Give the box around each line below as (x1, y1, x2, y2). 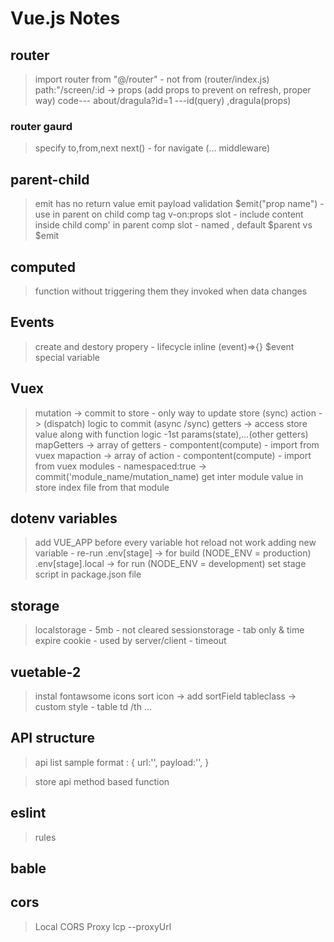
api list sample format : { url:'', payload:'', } (34, 756, 210, 768)
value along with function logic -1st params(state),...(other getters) (34, 428, 309, 440)
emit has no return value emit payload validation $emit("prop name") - (34, 198, 325, 210)
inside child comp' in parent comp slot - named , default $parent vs (34, 219, 313, 231)
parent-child (10, 171, 90, 188)
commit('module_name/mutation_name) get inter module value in (34, 470, 304, 482)
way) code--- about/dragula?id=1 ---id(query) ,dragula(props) (34, 95, 292, 106)
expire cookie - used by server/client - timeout (34, 635, 227, 647)
